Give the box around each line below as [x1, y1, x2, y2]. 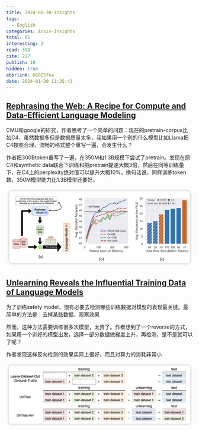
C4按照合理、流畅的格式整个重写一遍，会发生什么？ [6, 141, 133, 149]
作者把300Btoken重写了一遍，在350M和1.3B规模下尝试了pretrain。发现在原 [6, 154, 191, 161]
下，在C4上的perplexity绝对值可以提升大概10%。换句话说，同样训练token [6, 169, 187, 176]
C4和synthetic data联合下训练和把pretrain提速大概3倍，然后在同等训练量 [6, 162, 185, 169]
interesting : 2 [6, 41, 44, 47]
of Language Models [6, 287, 84, 297]
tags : [6, 15, 20, 22]
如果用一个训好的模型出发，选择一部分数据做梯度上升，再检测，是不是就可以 [6, 331, 193, 338]
